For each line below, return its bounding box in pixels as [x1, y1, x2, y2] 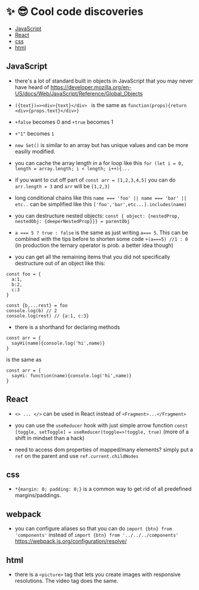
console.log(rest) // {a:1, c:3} [6, 313, 89, 319]
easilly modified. [14, 148, 55, 155]
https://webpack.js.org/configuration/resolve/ [14, 537, 127, 545]
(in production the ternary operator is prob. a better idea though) [14, 241, 174, 249]
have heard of [14, 83, 49, 91]
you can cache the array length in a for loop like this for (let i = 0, [14, 159, 184, 166]
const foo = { [6, 271, 42, 277]
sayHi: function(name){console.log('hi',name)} [11, 372, 132, 378]
